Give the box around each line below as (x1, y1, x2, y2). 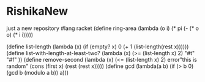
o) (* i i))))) (6, 31, 34, 38)
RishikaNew (6, 4, 69, 18)
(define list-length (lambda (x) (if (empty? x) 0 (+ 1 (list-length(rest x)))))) (6, 43, 189, 50)
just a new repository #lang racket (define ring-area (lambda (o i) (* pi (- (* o (6, 24, 199, 32)
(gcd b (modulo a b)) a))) (6, 69, 69, 76)
